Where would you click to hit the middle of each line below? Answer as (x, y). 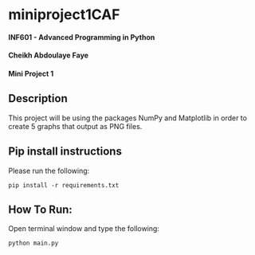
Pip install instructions (65, 152)
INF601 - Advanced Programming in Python (82, 37)
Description (38, 98)
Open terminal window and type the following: (84, 229)
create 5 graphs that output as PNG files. (75, 126)
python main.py (33, 243)
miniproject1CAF (65, 15)
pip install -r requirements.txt (64, 185)
